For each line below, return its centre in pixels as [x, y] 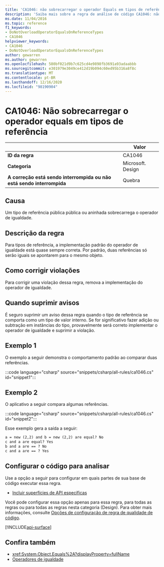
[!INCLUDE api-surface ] [28, 527]
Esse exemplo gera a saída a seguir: [41, 428]
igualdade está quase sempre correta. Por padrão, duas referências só [76, 250]
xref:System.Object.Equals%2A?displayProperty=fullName [71, 554]
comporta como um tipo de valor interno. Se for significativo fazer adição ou [82, 320]
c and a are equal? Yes [29, 442]
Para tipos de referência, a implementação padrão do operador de [72, 245]
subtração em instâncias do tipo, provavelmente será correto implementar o [81, 325]
